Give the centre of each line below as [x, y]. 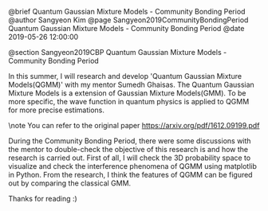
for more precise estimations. [57, 110]
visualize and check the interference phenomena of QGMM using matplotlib [133, 166]
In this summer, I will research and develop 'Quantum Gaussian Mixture [125, 76]
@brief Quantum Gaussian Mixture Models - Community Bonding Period [127, 12]
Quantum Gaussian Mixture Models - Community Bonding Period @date [126, 28]
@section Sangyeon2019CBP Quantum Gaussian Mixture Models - [118, 52]
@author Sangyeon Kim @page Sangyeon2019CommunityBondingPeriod [128, 20]
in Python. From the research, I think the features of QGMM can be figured [130, 175]
